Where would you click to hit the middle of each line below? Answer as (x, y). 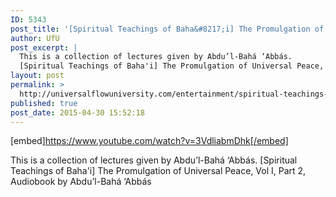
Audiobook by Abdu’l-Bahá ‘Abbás (81, 182)
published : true (44, 103)
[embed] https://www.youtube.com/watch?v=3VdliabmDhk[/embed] (149, 141)
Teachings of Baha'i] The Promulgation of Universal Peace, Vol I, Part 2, (158, 171)
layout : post (37, 76)
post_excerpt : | (44, 47)
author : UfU (35, 38)
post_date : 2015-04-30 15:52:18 (77, 112)
